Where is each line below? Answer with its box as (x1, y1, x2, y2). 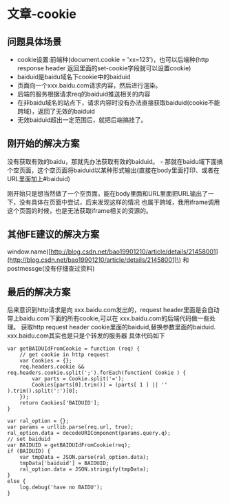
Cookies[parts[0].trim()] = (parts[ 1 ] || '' (32, 382, 168, 389)
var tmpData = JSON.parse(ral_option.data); (19, 454, 149, 461)
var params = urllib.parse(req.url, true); (7, 424, 134, 431)
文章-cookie (7, 6, 77, 22)
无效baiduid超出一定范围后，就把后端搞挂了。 (17, 116, 147, 124)
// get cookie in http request (19, 351, 109, 358)
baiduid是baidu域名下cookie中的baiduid (17, 73, 131, 81)
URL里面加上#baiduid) (7, 174, 71, 183)
